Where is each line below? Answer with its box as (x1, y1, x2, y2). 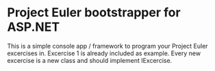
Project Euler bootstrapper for (7, 5, 181, 20)
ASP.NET (7, 19, 60, 35)
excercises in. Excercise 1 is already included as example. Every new (7, 49, 201, 57)
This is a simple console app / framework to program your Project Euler (7, 42, 208, 50)
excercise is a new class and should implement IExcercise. (7, 56, 173, 64)
